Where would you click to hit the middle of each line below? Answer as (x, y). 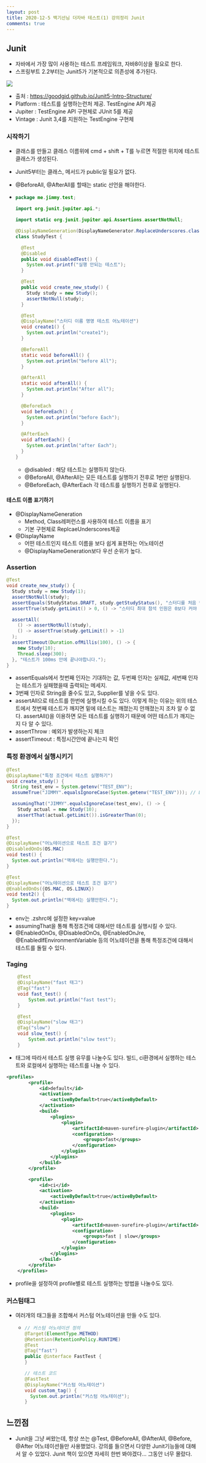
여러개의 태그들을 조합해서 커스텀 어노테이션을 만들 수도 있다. (88, 1315)
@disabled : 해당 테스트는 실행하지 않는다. (75, 469)
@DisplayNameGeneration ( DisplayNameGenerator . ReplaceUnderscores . (102, 231)
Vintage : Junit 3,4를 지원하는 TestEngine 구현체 (74, 119)
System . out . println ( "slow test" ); (72, 1040)
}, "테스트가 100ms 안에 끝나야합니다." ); (59, 660)
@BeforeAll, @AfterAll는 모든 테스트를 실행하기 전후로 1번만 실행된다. (108, 477)
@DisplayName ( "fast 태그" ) (51, 983)
